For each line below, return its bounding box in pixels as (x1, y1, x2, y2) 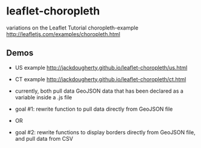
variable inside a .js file (14, 93, 72, 100)
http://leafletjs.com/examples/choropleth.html (6, 30, 121, 37)
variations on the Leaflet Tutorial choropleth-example (6, 24, 139, 31)
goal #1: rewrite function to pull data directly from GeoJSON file (14, 105, 173, 113)
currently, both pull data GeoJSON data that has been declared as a (14, 87, 184, 94)
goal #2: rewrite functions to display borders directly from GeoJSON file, (14, 128, 196, 136)
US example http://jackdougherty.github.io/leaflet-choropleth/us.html (14, 64, 188, 71)
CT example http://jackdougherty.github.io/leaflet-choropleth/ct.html (14, 75, 187, 82)
